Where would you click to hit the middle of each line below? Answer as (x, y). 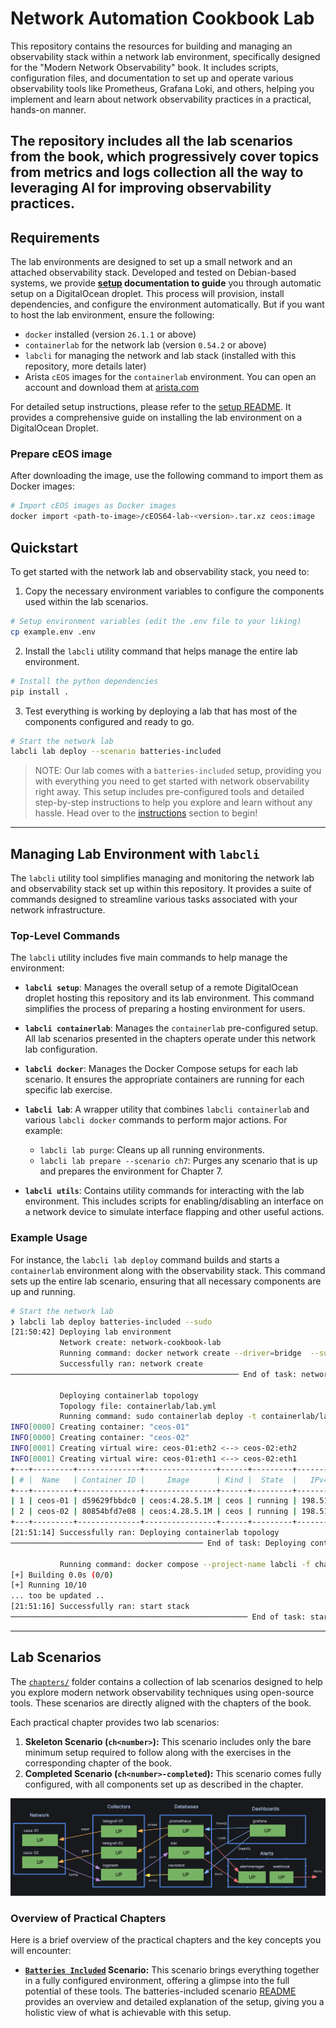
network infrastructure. (58, 910)
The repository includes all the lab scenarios (151, 141)
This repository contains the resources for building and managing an (151, 46)
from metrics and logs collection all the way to (157, 172)
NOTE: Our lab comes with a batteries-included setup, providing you (178, 771)
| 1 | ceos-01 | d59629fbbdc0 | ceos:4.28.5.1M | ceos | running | (154, 1501)
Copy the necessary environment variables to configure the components (174, 591)
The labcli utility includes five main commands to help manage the (149, 958)
